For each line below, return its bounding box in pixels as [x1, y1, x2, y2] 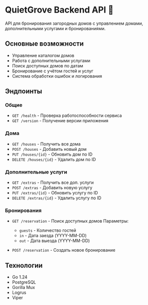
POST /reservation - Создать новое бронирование [12, 247, 116, 253]
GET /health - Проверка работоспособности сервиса [12, 112, 122, 118]
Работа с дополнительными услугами [12, 58, 90, 64]
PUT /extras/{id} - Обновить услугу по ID [12, 190, 98, 196]
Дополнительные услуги [5, 168, 68, 175]
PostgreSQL [12, 279, 36, 285]
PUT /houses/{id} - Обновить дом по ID [12, 151, 93, 157]
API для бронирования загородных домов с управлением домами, [5, 20, 144, 26]
